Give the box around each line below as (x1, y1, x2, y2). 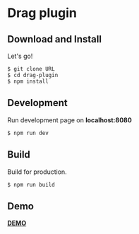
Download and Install (7, 33, 102, 45)
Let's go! (7, 52, 33, 60)
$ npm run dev (7, 129, 49, 136)
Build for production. (7, 168, 67, 176)
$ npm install (7, 78, 49, 85)
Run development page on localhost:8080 (7, 115, 132, 124)
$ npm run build (7, 181, 55, 188)
